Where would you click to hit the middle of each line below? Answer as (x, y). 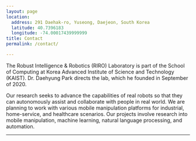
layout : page (22, 11)
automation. (20, 126)
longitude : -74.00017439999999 (49, 33)
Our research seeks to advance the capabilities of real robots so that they (94, 95)
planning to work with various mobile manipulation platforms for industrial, (95, 108)
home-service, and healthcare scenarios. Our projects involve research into (97, 114)
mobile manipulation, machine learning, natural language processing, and (94, 120)
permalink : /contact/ (32, 44)
